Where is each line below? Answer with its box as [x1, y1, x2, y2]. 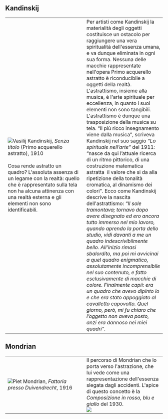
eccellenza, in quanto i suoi [86, 100, 150, 107]
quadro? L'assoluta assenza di [7, 168, 79, 175]
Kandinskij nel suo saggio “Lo [86, 137, 156, 144]
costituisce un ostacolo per [86, 31, 150, 38]
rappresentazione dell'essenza [86, 375, 159, 382]
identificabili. [7, 206, 38, 213]
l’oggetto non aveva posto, [86, 313, 149, 320]
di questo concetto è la [86, 388, 140, 395]
